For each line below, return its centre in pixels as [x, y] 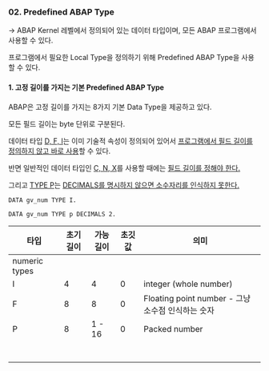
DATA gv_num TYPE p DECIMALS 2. [62, 214]
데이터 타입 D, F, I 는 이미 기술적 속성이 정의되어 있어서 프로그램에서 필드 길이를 [131, 141]
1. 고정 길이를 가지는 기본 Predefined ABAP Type [86, 87]
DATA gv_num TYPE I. [43, 200]
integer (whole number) [188, 284]
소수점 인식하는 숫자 [179, 310]
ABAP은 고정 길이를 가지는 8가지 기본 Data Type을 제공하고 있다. [110, 107]
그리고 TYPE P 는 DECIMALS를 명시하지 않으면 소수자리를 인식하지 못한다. [124, 185]
